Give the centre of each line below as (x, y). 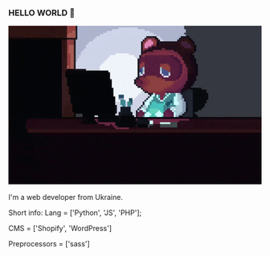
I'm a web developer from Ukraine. (65, 197)
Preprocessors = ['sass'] (49, 243)
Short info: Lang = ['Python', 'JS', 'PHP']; (75, 213)
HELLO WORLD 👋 (42, 13)
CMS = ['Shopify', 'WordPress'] (60, 228)
